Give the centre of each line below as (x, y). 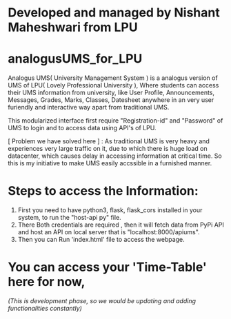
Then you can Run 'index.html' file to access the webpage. (101, 240)
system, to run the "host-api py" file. (69, 218)
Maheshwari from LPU (73, 27)
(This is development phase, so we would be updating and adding (102, 301)
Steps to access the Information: (103, 191)
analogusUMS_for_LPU (75, 59)
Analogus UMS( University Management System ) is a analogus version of (113, 78)
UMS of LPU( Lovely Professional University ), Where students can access (113, 85)
